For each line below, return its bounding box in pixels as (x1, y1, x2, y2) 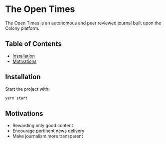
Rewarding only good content (12, 123, 73, 129)
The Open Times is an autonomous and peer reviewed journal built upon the (5, 20, 162, 26)
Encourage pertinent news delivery (12, 128, 85, 134)
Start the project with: (5, 86, 50, 92)
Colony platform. (5, 25, 40, 31)
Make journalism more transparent (12, 133, 83, 139)
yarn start (5, 96, 28, 101)
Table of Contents (5, 40, 62, 48)
